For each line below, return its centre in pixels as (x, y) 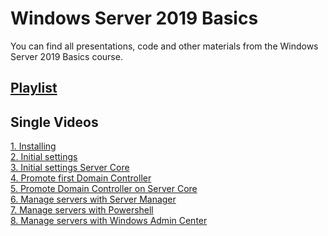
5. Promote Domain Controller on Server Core (104, 189)
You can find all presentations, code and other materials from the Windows (164, 46)
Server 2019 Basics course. (66, 56)
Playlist (34, 88)
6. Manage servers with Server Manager (93, 199)
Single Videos (54, 122)
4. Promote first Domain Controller (81, 178)
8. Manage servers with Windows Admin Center (109, 221)
